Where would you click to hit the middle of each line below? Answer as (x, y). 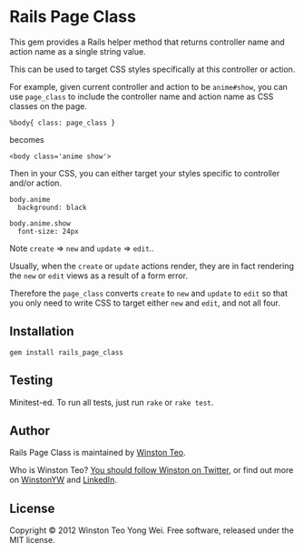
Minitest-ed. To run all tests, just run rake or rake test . (112, 402)
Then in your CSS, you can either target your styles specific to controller (145, 173)
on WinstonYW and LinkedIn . (64, 480)
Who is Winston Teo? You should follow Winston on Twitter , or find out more (152, 470)
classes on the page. (49, 106)
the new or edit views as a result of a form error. (99, 276)
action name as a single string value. (78, 51)
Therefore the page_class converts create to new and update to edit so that (148, 293)
